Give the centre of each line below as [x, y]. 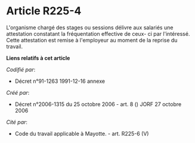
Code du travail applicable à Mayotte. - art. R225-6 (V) [82, 133]
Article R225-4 [44, 11]
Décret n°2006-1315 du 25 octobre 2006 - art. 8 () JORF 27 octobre [98, 104]
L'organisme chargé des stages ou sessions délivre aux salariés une [90, 27]
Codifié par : [21, 69]
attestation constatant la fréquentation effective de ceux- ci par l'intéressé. [98, 33]
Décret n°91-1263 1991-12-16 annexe [60, 81]
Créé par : [18, 92]
